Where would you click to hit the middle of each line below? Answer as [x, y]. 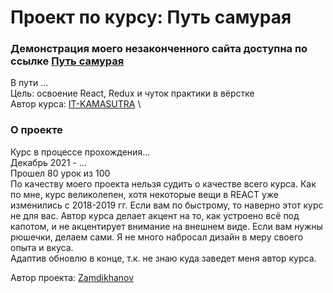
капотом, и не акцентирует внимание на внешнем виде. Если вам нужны [166, 226]
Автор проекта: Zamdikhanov [72, 277]
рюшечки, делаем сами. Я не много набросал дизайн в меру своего [157, 237]
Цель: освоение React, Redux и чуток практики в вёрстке [132, 93]
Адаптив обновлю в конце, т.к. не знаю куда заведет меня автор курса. [163, 258]
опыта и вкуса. [42, 247]
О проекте [36, 130]
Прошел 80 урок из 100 [60, 173]
